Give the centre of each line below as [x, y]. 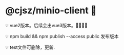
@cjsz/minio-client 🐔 [51, 11]
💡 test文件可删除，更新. [30, 47]
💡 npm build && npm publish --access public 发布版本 [62, 36]
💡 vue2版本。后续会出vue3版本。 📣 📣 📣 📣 [47, 25]
